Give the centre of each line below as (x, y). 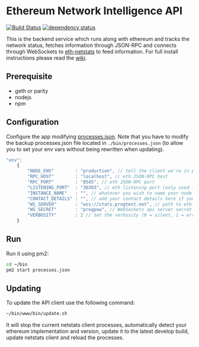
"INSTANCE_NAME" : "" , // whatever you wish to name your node (110, 193)
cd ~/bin (17, 264)
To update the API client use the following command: (70, 303)
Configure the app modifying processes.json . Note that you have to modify (97, 136)
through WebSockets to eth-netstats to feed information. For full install (92, 51)
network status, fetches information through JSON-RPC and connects (91, 45)
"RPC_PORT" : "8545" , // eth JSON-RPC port (91, 182)
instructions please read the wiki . (46, 58)
